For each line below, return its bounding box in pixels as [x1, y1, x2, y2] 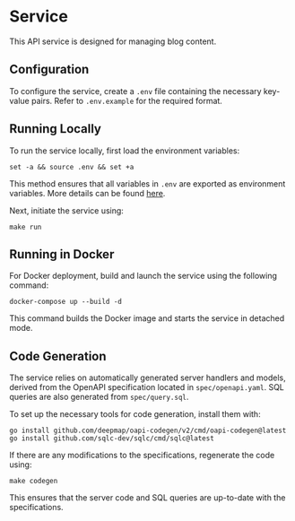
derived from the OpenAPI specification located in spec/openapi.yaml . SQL [9, 382, 285, 393]
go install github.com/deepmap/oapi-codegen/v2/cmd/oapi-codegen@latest [9, 426, 287, 436]
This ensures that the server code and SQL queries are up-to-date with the [9, 492, 286, 503]
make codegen [9, 477, 58, 486]
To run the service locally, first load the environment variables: [9, 145, 240, 156]
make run [9, 222, 42, 231]
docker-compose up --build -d [9, 298, 123, 307]
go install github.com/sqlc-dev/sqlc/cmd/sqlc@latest [9, 434, 215, 443]
